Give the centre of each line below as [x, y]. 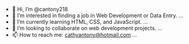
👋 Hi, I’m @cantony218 [40, 9]
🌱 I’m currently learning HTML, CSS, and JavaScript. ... [80, 22]
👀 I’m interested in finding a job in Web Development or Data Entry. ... [98, 15]
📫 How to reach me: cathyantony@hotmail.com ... [74, 35]
